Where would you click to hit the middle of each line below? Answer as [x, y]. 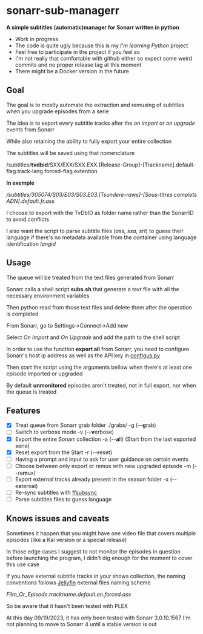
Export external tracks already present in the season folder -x [92, 479]
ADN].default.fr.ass [30, 201]
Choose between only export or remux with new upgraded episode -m [103, 466]
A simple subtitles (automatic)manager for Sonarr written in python [93, 27]
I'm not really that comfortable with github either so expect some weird [104, 58]
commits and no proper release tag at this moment [78, 65]
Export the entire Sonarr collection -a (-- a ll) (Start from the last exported [105, 439]
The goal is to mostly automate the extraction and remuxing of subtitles [95, 105]
